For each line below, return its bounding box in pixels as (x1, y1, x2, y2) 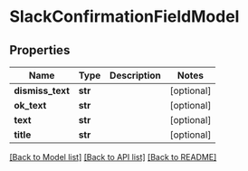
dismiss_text (14, 84, 71, 97)
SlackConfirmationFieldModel (9, 6, 240, 27)
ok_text (14, 100, 47, 111)
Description (110, 70, 161, 81)
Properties (9, 43, 71, 58)
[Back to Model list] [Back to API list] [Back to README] (9, 152, 217, 162)
